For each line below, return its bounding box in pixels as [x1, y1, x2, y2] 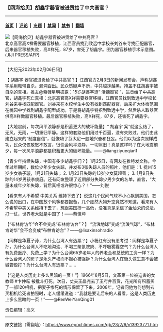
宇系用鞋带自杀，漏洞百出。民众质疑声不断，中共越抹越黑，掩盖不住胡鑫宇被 [5, 83, 158, 88]
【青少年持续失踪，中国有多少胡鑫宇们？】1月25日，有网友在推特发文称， [5, 158, 152, 164]
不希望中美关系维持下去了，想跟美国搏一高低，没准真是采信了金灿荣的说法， [5, 205, 158, 211]
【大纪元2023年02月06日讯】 [5, 66, 65, 72]
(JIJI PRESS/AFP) [5, 52, 40, 58]
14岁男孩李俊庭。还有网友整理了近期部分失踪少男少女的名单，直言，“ [13, 176, 152, 182]
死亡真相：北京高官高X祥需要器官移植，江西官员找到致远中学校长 [26, 95, 157, 100]
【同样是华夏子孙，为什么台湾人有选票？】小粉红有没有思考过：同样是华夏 [5, 237, 154, 243]
